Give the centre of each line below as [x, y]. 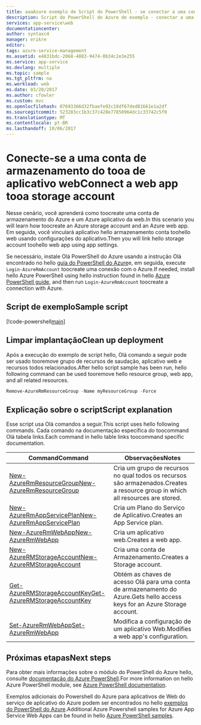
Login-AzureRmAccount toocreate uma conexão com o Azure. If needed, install [100, 269]
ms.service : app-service [37, 62]
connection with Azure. [35, 288]
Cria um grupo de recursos [151, 468]
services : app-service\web [40, 23]
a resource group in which [150, 490]
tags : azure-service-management [46, 51]
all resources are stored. [147, 498]
